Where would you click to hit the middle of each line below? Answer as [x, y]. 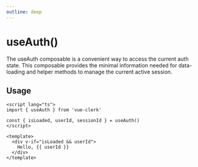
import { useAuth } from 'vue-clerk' [54, 110]
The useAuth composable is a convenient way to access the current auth [97, 59]
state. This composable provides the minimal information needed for [92, 65]
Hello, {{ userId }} [43, 147]
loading [16, 72]
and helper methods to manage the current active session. [99, 72]
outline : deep [24, 12]
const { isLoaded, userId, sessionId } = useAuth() [73, 121]
